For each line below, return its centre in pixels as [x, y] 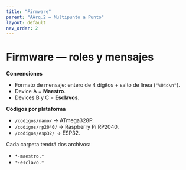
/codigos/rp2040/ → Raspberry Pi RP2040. [67, 127]
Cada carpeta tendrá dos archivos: [48, 145]
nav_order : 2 [22, 28]
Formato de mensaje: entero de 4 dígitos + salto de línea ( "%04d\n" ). [97, 85]
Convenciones [25, 74]
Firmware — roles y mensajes [80, 57]
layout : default [26, 22]
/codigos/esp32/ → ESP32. [47, 133]
